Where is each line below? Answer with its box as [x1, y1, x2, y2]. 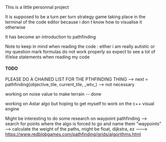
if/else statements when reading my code [5, 54, 90, 60]
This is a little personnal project [5, 4, 69, 10]
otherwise [5, 24, 26, 30]
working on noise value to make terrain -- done [5, 91, 102, 97]
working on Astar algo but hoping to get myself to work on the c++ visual [5, 101, 155, 107]
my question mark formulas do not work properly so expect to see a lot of [5, 49, 156, 54]
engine [5, 106, 19, 112]
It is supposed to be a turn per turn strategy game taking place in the [5, 14, 146, 19]
